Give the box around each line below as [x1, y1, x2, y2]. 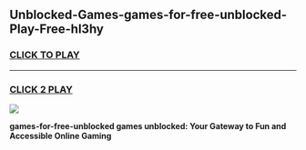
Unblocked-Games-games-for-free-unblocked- [9, 7, 288, 23]
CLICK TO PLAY [9, 49, 80, 62]
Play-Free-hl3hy [9, 22, 105, 37]
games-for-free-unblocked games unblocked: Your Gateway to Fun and [9, 120, 287, 131]
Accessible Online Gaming [9, 130, 112, 141]
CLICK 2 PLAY [9, 83, 73, 95]
